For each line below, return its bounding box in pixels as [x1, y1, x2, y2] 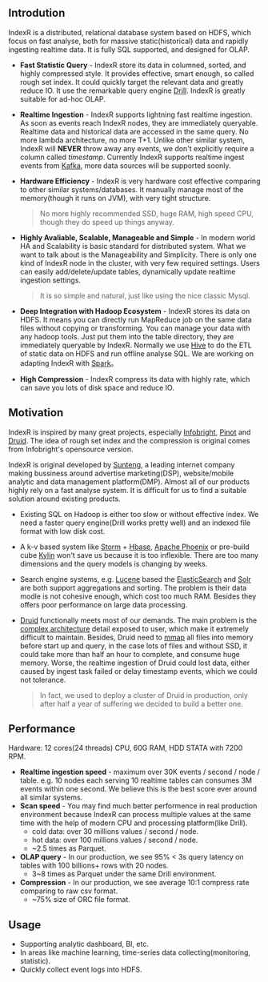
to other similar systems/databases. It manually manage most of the [19, 184, 244, 194]
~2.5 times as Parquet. [31, 844, 106, 853]
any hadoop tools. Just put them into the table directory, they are [19, 331, 234, 341]
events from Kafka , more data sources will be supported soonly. [19, 160, 231, 170]
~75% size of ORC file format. [31, 895, 130, 904]
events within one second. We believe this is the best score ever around [19, 784, 258, 794]
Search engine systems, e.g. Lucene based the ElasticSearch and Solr [19, 574, 252, 583]
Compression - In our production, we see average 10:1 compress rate [19, 878, 250, 888]
